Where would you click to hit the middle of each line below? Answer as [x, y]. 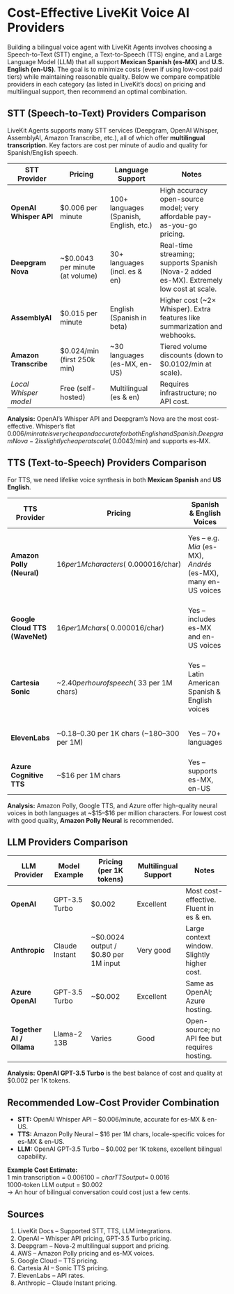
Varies [101, 1039]
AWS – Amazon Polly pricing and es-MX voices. [86, 1253]
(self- [86, 388]
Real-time [177, 245]
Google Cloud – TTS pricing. [58, 1260]
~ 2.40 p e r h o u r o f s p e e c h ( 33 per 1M [115, 683]
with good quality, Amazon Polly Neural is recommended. [91, 820]
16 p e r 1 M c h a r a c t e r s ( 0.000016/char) [119, 564]
